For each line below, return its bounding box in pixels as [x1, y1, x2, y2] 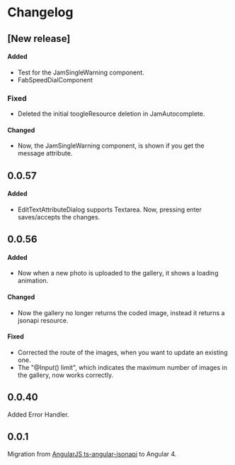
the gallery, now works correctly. [17, 371, 114, 379]
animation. [17, 276, 49, 285]
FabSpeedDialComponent [17, 75, 93, 84]
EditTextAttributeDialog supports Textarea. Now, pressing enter [17, 205, 202, 214]
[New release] [7, 33, 71, 45]
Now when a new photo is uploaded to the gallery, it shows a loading [17, 269, 219, 278]
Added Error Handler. [7, 410, 69, 419]
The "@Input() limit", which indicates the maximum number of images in [17, 363, 228, 371]
